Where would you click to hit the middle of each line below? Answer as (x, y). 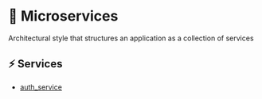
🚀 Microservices (63, 16)
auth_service (41, 87)
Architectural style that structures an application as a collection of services (131, 38)
